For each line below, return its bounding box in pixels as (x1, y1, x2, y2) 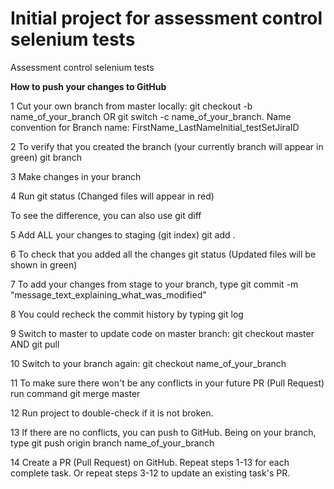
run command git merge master (10, 387, 141, 399)
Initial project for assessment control (10, 7, 323, 30)
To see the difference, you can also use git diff (10, 209, 202, 221)
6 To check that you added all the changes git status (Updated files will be (10, 248, 317, 260)
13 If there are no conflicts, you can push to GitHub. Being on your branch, (10, 426, 317, 438)
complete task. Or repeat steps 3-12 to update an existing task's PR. (10, 467, 291, 479)
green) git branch (10, 151, 83, 163)
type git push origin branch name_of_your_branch (10, 437, 215, 449)
